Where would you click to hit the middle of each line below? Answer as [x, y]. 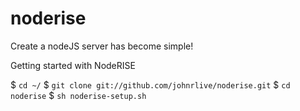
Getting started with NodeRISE [73, 65]
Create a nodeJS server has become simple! [102, 46]
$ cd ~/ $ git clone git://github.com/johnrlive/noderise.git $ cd [150, 84]
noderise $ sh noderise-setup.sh [78, 95]
